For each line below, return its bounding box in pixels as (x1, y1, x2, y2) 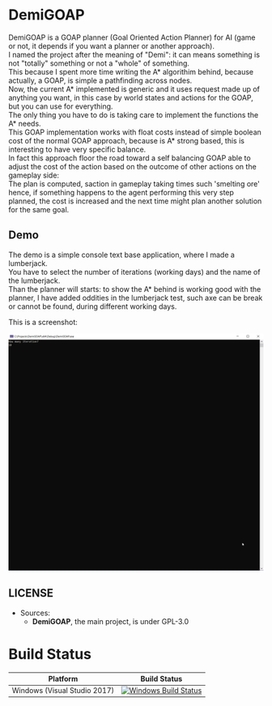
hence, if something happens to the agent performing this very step (8, 187, 235, 197)
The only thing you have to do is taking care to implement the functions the (8, 109, 259, 119)
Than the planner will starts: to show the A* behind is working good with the (8, 284, 261, 293)
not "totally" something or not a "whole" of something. (8, 58, 190, 68)
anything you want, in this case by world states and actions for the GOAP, (8, 92, 253, 102)
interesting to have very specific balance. (8, 144, 147, 154)
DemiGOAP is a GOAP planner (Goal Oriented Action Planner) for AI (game (8, 32, 256, 42)
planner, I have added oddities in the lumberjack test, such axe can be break (8, 293, 263, 302)
